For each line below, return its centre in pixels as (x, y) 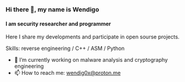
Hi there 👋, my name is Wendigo (52, 10)
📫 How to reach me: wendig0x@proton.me (68, 73)
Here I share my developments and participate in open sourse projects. (93, 37)
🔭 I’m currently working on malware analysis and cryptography (91, 60)
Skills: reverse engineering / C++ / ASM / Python (65, 48)
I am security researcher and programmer (58, 24)
